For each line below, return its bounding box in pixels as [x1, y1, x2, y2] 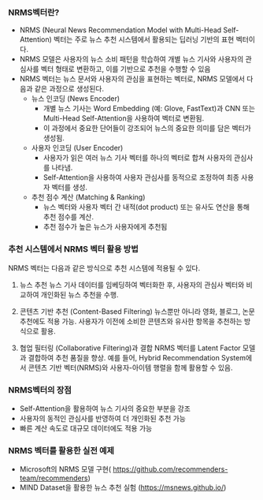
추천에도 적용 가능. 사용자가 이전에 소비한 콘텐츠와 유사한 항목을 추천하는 [19, 316, 243, 326]
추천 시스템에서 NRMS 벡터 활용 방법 [8, 244, 139, 255]
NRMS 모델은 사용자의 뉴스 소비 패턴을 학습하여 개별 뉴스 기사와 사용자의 [19, 54, 244, 64]
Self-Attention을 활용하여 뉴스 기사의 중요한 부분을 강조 [19, 404, 191, 413]
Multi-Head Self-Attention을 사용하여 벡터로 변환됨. [43, 114, 205, 123]
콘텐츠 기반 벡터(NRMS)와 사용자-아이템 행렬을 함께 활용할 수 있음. [28, 363, 233, 372]
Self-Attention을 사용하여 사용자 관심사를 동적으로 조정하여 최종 [43, 173, 240, 182]
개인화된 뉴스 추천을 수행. [40, 289, 119, 299]
